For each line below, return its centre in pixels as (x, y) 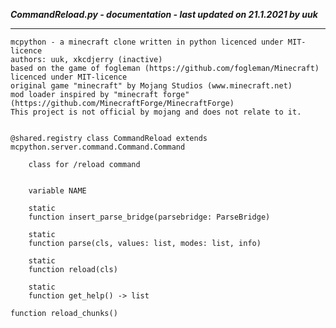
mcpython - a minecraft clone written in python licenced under (147, 42)
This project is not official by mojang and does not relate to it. (156, 112)
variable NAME (57, 191)
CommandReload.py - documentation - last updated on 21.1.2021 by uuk (164, 14)
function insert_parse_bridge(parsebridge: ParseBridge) (149, 217)
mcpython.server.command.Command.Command (98, 147)
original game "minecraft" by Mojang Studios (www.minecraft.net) (151, 86)
